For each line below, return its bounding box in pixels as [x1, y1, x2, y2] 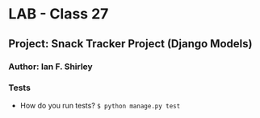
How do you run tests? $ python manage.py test [19, 100, 181, 110]
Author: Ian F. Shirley [8, 61, 93, 72]
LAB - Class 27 [8, 5, 109, 23]
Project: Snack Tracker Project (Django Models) [8, 37, 253, 51]
